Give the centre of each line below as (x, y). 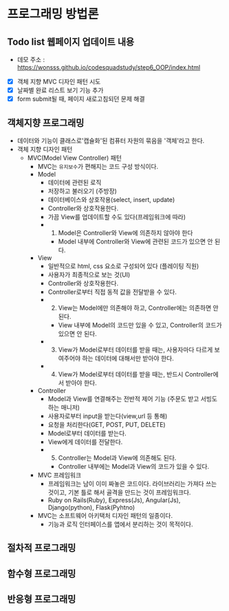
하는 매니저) (64, 407)
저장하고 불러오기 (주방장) (82, 191)
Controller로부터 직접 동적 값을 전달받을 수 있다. (112, 292)
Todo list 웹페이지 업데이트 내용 (71, 42)
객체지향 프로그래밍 (46, 122)
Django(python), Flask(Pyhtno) (91, 507)
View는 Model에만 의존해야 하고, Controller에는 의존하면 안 (138, 308)
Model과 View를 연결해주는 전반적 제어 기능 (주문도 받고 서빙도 (133, 399)
